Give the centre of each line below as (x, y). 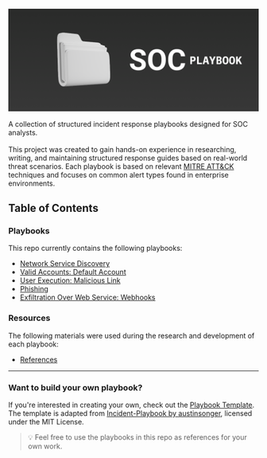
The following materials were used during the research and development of (132, 335)
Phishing (34, 289)
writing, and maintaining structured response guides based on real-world (128, 158)
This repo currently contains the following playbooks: (95, 249)
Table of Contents (54, 208)
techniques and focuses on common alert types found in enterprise (118, 174)
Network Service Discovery (65, 264)
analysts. (23, 132)
